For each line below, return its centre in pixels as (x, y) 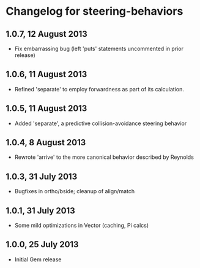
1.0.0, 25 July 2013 (42, 244)
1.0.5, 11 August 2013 (46, 109)
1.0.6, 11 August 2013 (46, 75)
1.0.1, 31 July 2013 (40, 211)
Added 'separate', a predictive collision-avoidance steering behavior (101, 123)
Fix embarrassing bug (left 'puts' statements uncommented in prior (99, 48)
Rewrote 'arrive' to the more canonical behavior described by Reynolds (104, 157)
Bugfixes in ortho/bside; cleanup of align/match (75, 191)
